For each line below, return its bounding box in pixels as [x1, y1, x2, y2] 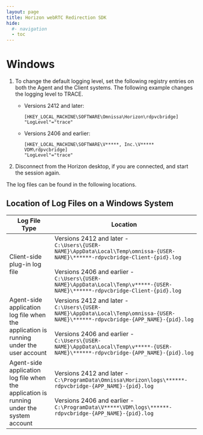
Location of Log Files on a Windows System [6, 198, 174, 209]
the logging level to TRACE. [14, 90, 83, 98]
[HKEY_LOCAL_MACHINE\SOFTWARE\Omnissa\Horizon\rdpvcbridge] [24, 114, 179, 120]
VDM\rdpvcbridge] [24, 147, 68, 153]
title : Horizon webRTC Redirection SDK [6, 15, 107, 21]
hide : [6, 20, 20, 26]
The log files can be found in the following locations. [6, 181, 137, 188]
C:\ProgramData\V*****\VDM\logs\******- [54, 403, 172, 411]
